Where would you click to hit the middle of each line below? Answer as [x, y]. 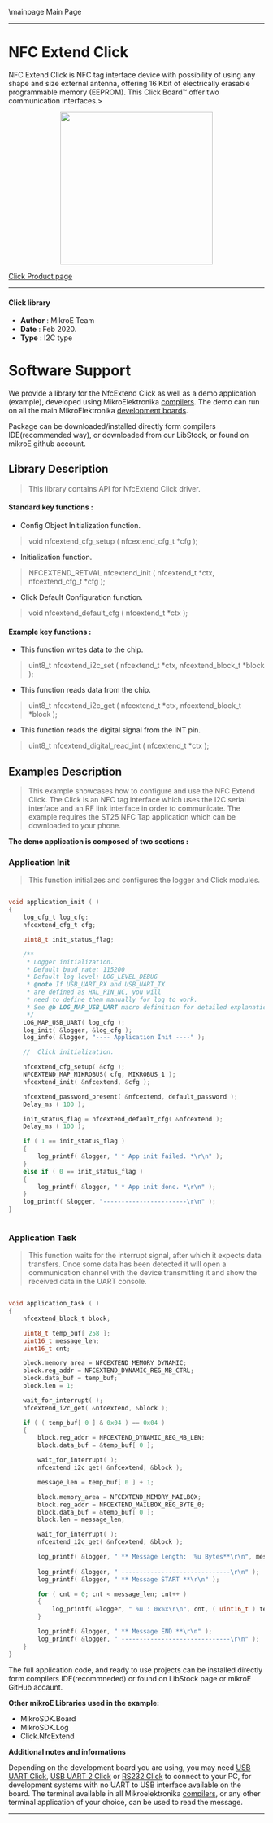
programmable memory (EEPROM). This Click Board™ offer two [114, 92]
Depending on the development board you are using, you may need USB [130, 1767]
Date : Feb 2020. [48, 330]
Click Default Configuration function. [82, 597]
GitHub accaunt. [36, 1687]
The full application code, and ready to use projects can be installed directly [136, 1670]
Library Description [58, 469]
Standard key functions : [51, 507]
